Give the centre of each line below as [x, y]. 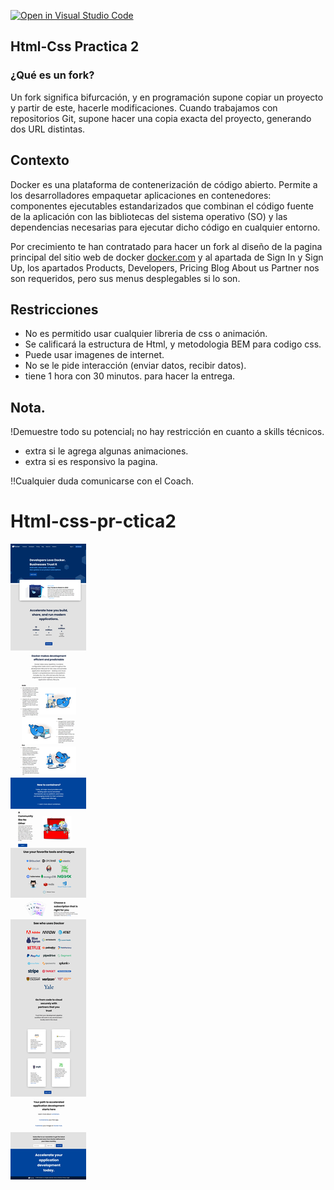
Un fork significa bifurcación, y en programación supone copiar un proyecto [167, 97]
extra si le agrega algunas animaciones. [106, 451]
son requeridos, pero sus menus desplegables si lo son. [125, 278]
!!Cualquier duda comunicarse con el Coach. [102, 481]
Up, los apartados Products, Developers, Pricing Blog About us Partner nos [165, 267]
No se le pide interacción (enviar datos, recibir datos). [135, 366]
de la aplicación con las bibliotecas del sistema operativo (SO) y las [149, 216]
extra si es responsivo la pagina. [91, 462]
